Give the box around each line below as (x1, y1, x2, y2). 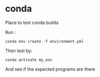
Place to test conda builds (5, 19, 59, 25)
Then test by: (5, 47, 32, 53)
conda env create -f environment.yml (5, 38, 84, 44)
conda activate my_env (5, 57, 52, 62)
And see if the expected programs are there (5, 66, 95, 72)
